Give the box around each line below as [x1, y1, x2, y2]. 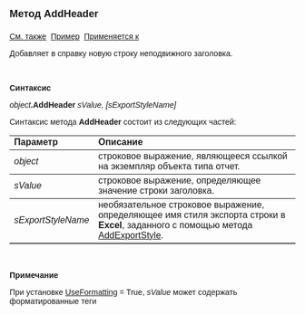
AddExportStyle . [98, 230, 164, 241]
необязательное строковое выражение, [98, 199, 265, 210]
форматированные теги [9, 296, 97, 306]
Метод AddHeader [9, 8, 99, 20]
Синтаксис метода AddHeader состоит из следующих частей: [9, 117, 237, 127]
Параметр [14, 137, 59, 148]
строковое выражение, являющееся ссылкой [98, 151, 288, 161]
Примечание [9, 271, 59, 280]
